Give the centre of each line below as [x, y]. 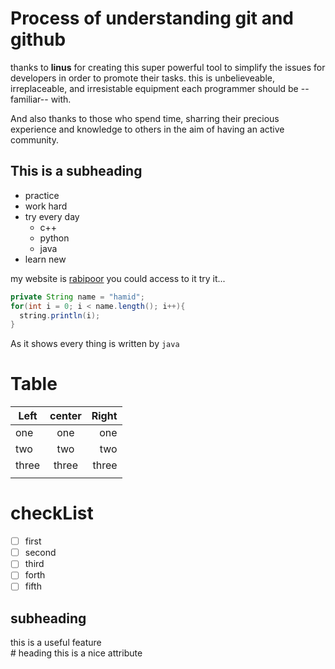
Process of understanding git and [152, 18]
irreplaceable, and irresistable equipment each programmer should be [154, 88]
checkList [52, 513]
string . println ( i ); [60, 315]
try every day [52, 216]
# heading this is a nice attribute [76, 653]
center [65, 416]
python [54, 238]
